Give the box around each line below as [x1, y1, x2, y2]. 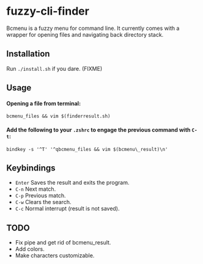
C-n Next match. [15, 185, 56, 193]
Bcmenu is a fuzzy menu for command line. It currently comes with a [6, 24, 180, 32]
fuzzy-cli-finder [6, 4, 90, 18]
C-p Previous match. [15, 192, 66, 199]
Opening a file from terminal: [6, 100, 81, 107]
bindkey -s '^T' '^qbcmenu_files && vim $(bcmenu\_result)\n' [6, 146, 168, 152]
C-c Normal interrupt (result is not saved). [15, 205, 120, 212]
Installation [6, 49, 50, 59]
